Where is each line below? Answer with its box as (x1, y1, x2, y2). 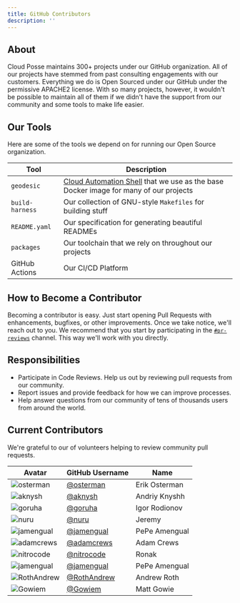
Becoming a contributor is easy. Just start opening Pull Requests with (7, 310, 212, 319)
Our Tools (7, 121, 52, 133)
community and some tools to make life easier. (7, 101, 144, 109)
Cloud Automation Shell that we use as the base (63, 176, 224, 186)
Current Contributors (7, 424, 104, 436)
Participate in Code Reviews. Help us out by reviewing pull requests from (17, 373, 233, 382)
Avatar (24, 467, 47, 477)
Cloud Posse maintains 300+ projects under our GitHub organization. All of (7, 62, 228, 71)
